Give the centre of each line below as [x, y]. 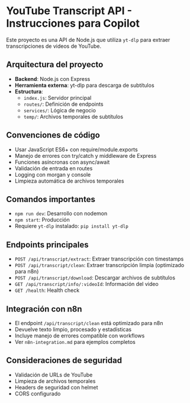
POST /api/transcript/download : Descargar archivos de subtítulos [95, 278]
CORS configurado [38, 394]
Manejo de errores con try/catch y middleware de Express [86, 155]
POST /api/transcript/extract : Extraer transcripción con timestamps [99, 259]
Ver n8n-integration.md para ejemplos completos [75, 342]
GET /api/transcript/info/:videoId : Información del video [86, 284]
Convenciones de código [53, 135]
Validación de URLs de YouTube [54, 375]
